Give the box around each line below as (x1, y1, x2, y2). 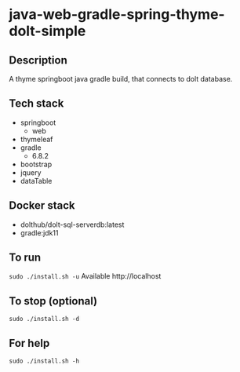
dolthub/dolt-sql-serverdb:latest (20, 220, 125, 229)
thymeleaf (20, 134, 53, 144)
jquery (20, 167, 42, 177)
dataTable (20, 176, 53, 185)
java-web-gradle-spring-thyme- (9, 5, 226, 24)
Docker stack (9, 199, 75, 213)
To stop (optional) (9, 294, 97, 308)
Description (9, 53, 67, 67)
